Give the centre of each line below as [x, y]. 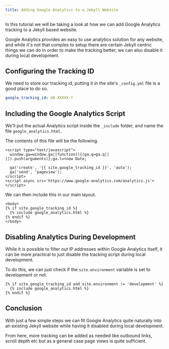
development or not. [26, 274]
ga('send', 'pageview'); [36, 172]
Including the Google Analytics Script [65, 114]
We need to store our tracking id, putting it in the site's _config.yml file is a [83, 83]
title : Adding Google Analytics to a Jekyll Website [62, 10]
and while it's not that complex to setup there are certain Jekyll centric [79, 45]
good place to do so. [27, 89]
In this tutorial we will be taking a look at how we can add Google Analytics [83, 24]
